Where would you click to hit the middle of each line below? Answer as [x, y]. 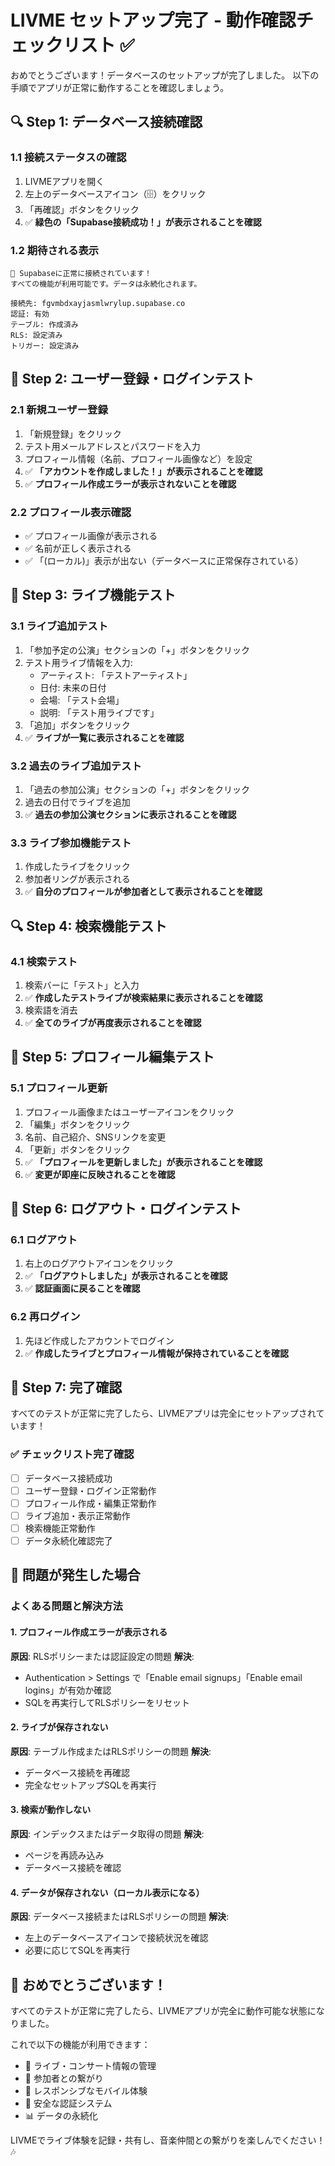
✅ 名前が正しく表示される [78, 548]
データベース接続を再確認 [77, 1772]
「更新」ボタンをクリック [77, 1149]
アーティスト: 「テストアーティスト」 [116, 675]
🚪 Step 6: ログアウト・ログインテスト [126, 1208]
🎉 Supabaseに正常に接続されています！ [81, 273]
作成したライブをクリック [77, 867]
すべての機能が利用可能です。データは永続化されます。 [106, 284]
